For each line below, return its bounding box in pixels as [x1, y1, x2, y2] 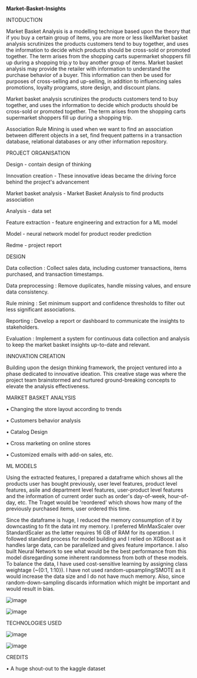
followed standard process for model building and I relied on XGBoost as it [6, 535, 186, 542]
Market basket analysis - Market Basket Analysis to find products [6, 190, 164, 196]
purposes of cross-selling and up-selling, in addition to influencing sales [6, 78, 182, 85]
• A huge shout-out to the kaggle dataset [6, 665, 106, 672]
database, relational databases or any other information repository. [6, 138, 168, 145]
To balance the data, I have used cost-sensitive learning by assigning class [6, 560, 188, 567]
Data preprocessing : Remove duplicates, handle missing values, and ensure [6, 282, 191, 289]
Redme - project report [6, 242, 62, 249]
